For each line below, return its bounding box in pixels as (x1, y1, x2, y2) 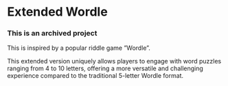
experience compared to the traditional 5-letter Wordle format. (7, 72, 184, 80)
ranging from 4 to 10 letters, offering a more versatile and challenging (7, 64, 204, 72)
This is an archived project (7, 29, 98, 38)
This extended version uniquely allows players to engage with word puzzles (7, 57, 222, 66)
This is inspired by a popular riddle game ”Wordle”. (7, 44, 151, 52)
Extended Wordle (7, 4, 108, 20)
